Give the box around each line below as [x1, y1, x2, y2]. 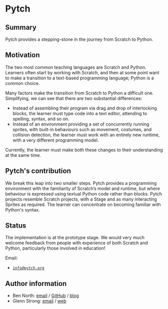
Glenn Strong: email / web [12, 298, 67, 304]
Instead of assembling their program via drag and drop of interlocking [12, 105, 157, 111]
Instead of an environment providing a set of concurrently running [12, 121, 149, 127]
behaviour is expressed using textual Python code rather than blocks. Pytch [5, 190, 162, 196]
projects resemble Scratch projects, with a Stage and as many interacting [5, 196, 157, 202]
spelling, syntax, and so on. [12, 116, 69, 122]
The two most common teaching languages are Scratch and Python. [5, 64, 147, 70]
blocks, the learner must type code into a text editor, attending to [12, 110, 147, 116]
